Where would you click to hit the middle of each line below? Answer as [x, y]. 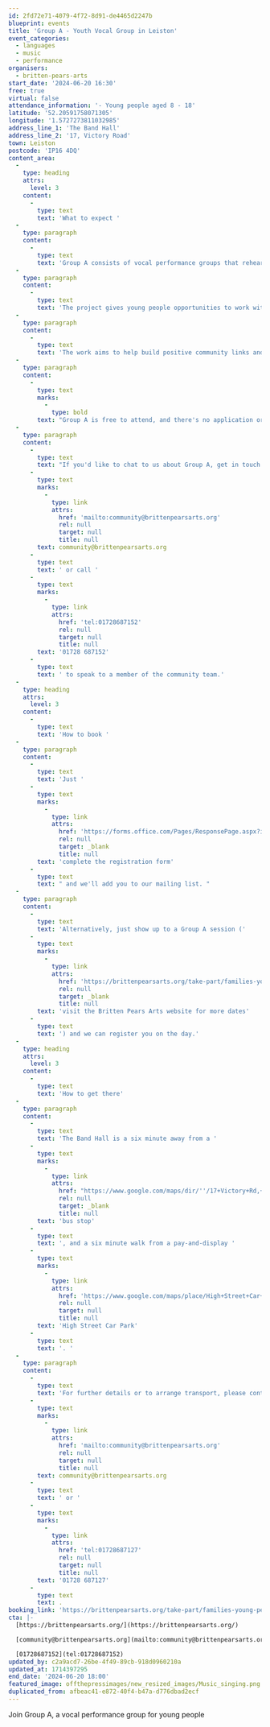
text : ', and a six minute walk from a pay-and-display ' [136, 1244]
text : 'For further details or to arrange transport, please [142, 1393]
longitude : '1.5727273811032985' [64, 121]
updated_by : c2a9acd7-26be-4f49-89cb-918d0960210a [95, 1662]
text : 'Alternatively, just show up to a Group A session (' [142, 929]
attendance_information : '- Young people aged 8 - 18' [102, 105]
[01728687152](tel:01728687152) [70, 1654]
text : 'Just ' [61, 779]
